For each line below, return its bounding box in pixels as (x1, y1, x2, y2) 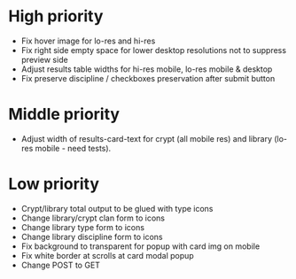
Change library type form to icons (20, 221, 145, 232)
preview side (20, 54, 68, 65)
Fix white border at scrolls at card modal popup (20, 250, 194, 260)
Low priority (8, 174, 99, 194)
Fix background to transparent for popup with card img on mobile (20, 241, 261, 252)
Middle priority (8, 105, 121, 125)
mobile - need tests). (35, 143, 112, 153)
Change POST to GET (20, 260, 101, 270)
